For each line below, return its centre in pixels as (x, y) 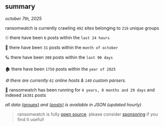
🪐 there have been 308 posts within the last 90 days (59, 57)
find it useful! (31, 119)
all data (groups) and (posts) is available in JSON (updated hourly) (73, 104)
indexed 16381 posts (26, 95)
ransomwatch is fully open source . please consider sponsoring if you (87, 114)
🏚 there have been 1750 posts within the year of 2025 (61, 69)
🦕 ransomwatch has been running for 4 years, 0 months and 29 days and (80, 90)
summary (20, 7)
